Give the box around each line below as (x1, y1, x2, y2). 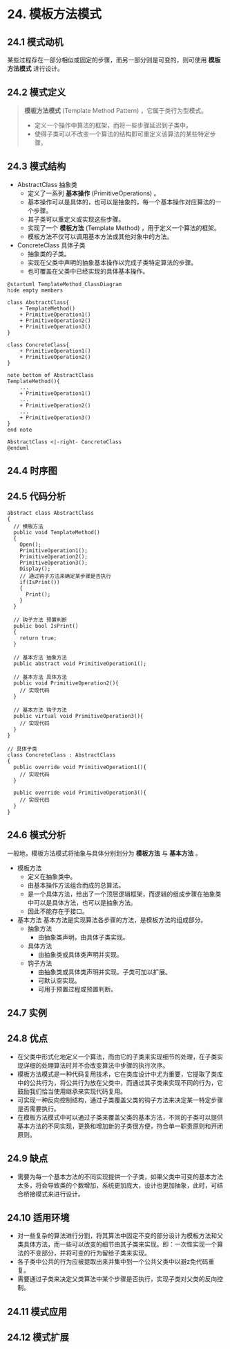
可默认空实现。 (37, 976, 81, 985)
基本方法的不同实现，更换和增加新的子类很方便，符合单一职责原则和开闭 (17, 1122, 223, 1130)
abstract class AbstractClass (7, 509, 95, 516)
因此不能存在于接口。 (27, 907, 88, 915)
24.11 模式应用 (7, 1305, 68, 1317)
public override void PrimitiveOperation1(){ (13, 764, 147, 770)
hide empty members (7, 287, 64, 294)
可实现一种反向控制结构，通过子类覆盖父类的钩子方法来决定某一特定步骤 (17, 1095, 223, 1104)
